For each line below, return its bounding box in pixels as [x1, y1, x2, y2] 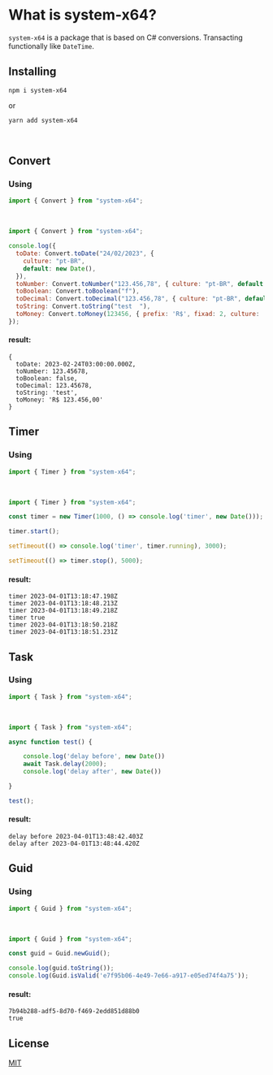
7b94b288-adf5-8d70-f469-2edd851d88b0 [8, 1008, 140, 1016]
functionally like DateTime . [8, 41, 95, 50]
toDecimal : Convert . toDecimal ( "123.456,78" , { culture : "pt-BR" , [15, 295, 242, 303]
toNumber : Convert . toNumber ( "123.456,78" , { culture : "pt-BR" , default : [15, 280, 267, 288]
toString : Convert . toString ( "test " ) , [15, 302, 151, 310]
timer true [8, 613, 45, 622]
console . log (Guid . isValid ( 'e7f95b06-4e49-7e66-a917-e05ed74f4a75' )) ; [8, 972, 249, 980]
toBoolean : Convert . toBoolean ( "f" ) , [15, 287, 140, 296]
